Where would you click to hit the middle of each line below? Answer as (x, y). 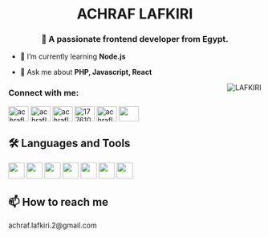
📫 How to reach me (59, 202)
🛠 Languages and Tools (69, 144)
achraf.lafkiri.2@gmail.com (53, 225)
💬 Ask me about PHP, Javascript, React (86, 72)
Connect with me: (44, 93)
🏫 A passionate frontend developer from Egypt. (135, 39)
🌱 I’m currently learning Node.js (73, 56)
